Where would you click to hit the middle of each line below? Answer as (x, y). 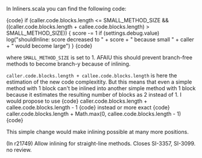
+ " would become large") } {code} (49, 46)
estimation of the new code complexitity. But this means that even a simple (99, 82)
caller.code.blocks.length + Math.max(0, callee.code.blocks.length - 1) (94, 114)
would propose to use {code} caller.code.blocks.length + (77, 101)
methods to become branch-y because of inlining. (68, 64)
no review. (19, 150)
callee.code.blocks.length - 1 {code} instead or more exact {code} (88, 107)
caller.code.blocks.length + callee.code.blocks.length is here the (92, 75)
